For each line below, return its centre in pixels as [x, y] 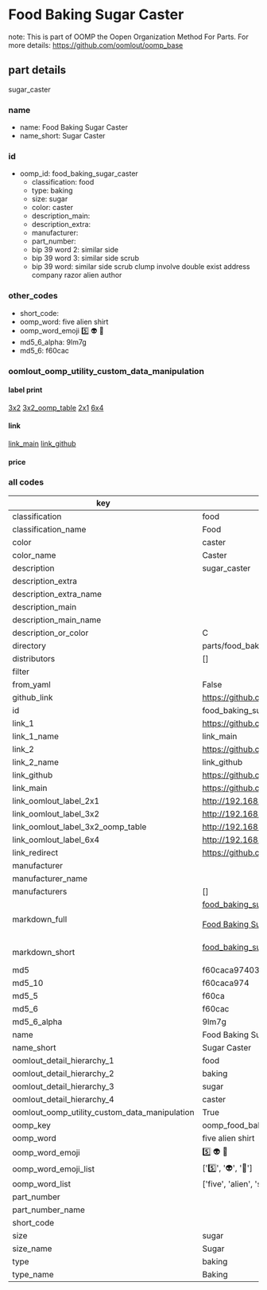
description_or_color [50, 633]
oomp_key [32, 1125]
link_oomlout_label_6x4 [56, 840]
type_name [33, 1274]
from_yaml [32, 684]
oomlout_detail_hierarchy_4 [63, 1099]
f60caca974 [226, 983]
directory [29, 645]
